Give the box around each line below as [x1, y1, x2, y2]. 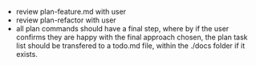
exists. [15, 50, 38, 59]
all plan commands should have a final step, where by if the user [15, 24, 230, 33]
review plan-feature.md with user [15, 7, 127, 16]
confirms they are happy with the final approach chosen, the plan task [15, 32, 248, 42]
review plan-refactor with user [15, 15, 116, 25]
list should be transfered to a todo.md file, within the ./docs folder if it [15, 41, 246, 51]
